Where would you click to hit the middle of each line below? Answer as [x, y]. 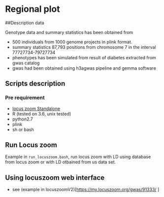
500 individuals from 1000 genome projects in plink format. [72, 42]
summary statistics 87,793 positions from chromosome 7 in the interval [84, 47]
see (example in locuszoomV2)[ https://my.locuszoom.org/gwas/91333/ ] [86, 190]
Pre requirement [25, 98]
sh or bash [23, 129]
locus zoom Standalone [36, 108]
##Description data [25, 23]
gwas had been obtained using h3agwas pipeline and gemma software [84, 68]
